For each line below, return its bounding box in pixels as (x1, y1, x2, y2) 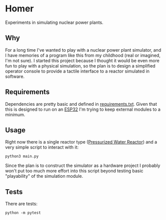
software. (5, 73, 25, 79)
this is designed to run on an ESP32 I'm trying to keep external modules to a (5, 106, 161, 112)
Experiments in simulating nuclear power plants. (5, 19, 103, 25)
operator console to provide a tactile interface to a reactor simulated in (5, 68, 150, 74)
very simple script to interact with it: (5, 145, 79, 150)
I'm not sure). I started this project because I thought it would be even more (5, 58, 160, 64)
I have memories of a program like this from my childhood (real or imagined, (5, 52, 161, 58)
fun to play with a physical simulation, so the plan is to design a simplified (5, 63, 156, 69)
